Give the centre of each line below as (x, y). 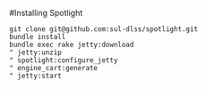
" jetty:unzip (36, 53)
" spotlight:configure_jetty (64, 61)
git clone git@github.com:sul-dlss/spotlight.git (104, 29)
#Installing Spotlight (46, 13)
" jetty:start (36, 76)
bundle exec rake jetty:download (72, 44)
